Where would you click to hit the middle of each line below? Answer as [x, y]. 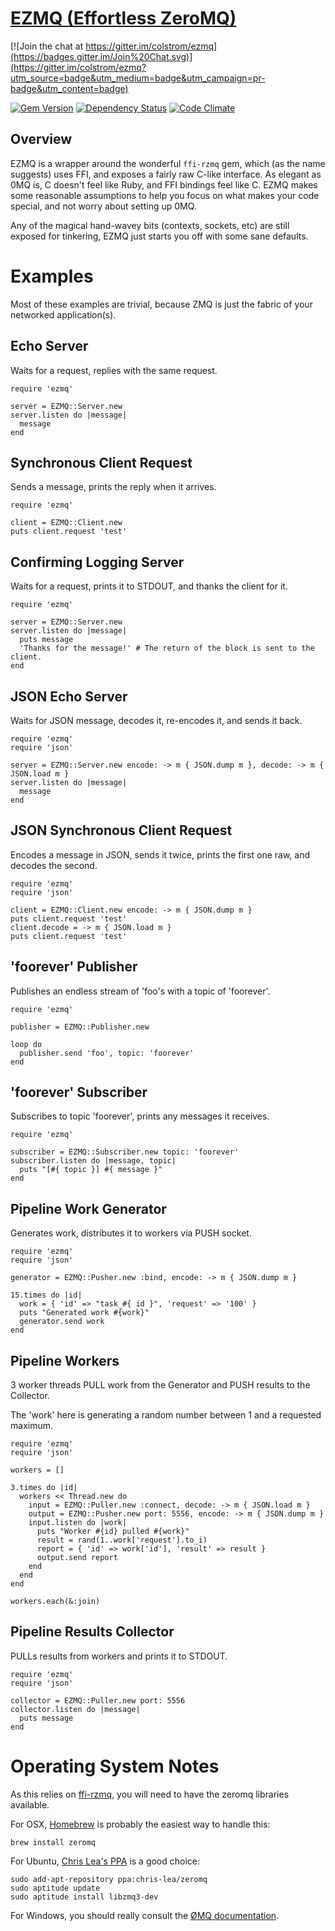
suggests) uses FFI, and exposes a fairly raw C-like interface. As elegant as [166, 174]
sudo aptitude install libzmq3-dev [84, 1897]
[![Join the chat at [47, 46]
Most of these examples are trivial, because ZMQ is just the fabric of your [161, 304]
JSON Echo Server [69, 696]
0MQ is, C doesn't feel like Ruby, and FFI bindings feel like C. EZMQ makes [164, 184]
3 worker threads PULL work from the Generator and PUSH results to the [160, 1385]
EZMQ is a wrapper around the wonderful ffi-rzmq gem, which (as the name [168, 163]
